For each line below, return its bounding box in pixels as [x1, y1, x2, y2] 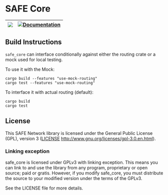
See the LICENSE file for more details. [5, 185, 84, 191]
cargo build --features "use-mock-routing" [5, 76, 98, 81]
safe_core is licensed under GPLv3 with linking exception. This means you [5, 159, 158, 165]
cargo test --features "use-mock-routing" [5, 80, 95, 85]
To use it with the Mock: [5, 66, 55, 72]
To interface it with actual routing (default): [5, 89, 94, 95]
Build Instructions [5, 38, 62, 47]
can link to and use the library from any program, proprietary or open [5, 164, 148, 170]
